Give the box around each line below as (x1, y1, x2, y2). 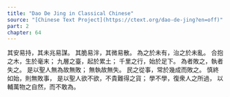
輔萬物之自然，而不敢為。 (7, 83, 80, 91)
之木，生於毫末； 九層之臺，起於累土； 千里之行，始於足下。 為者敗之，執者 (7, 57, 224, 66)
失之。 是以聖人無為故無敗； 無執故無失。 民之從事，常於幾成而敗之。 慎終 (7, 66, 219, 74)
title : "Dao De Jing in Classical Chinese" (7, 10, 134, 17)
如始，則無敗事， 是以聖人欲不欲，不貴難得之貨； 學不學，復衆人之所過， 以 (7, 74, 224, 83)
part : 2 (7, 23, 30, 29)
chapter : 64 (7, 29, 41, 36)
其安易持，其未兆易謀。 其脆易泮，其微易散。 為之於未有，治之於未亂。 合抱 (7, 48, 224, 57)
